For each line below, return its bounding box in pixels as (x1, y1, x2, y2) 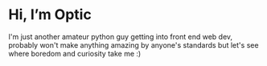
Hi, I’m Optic (8, 6, 92, 24)
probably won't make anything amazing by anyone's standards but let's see (8, 40, 259, 49)
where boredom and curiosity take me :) (8, 49, 142, 58)
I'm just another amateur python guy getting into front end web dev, (8, 32, 233, 41)
